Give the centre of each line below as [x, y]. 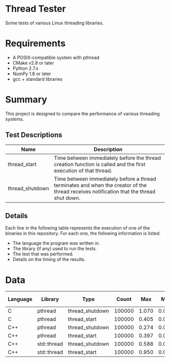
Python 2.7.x [26, 68]
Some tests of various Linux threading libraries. [54, 23]
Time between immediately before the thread [107, 158]
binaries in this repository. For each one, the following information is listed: [83, 234]
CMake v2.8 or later [33, 63]
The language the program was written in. [56, 243]
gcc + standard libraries [37, 79]
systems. [15, 119]
